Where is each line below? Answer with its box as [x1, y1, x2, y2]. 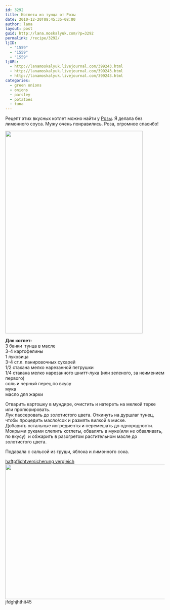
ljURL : [5, 59, 19, 64]
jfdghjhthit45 [5, 599, 32, 605]
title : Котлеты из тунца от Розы [5, 12, 76, 17]
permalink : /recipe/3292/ [5, 36, 60, 41]
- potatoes [10, 97, 33, 102]
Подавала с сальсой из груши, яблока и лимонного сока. [5, 449, 130, 455]
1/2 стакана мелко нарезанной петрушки [5, 364, 94, 371]
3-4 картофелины [5, 348, 44, 354]
